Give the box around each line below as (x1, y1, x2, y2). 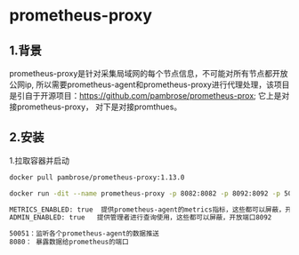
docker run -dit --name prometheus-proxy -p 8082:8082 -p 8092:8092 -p (9, 188, 280, 198)
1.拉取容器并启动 (9, 155, 69, 165)
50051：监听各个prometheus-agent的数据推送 (9, 229, 160, 238)
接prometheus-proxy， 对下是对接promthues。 (9, 101, 182, 112)
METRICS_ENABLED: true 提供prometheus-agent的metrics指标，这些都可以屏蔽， (9, 205, 286, 214)
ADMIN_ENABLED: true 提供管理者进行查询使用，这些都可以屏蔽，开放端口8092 (9, 213, 272, 222)
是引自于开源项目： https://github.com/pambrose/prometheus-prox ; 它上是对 (9, 91, 290, 100)
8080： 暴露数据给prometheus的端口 (9, 237, 129, 247)
